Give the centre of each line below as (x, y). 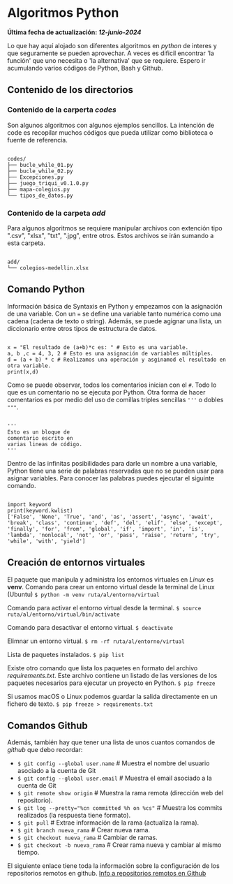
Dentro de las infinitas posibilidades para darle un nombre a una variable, (112, 463)
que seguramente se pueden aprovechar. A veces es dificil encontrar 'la (111, 53)
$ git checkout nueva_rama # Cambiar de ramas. (88, 838)
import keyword (29, 504)
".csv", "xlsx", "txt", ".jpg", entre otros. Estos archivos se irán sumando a (111, 235)
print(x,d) (23, 371)
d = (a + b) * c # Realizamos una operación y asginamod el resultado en (117, 360)
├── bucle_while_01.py (40, 165)
